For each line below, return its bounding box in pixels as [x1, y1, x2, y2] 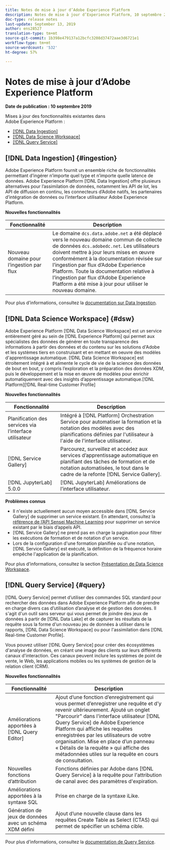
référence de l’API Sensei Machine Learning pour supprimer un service [12, 519, 160, 525]
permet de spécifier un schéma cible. [55, 823, 144, 830]
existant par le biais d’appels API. [12, 524, 82, 530]
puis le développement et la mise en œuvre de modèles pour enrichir [5, 371, 149, 377]
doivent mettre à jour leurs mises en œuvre [52, 249, 155, 256]
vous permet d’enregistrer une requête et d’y [55, 700, 162, 707]
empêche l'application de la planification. [12, 551, 99, 557]
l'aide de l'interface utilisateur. [60, 437, 133, 444]
